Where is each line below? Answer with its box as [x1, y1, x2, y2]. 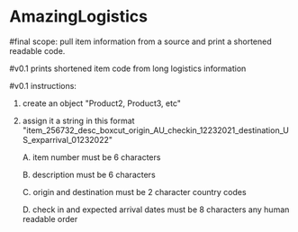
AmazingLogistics [9, 6, 149, 27]
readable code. [9, 45, 66, 56]
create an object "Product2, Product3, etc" [22, 97, 182, 109]
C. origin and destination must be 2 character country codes [22, 186, 247, 197]
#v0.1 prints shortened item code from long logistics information [9, 63, 247, 74]
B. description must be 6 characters [22, 169, 156, 180]
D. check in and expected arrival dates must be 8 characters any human [22, 204, 290, 215]
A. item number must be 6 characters [22, 151, 161, 163]
